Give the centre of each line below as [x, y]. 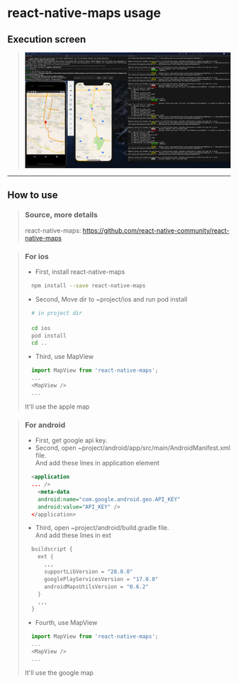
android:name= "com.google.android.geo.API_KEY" [109, 499]
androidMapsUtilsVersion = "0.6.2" [96, 587]
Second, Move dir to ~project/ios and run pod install [111, 299]
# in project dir [57, 313]
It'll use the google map [59, 673]
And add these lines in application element [97, 463]
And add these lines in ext [73, 535]
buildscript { [52, 549]
